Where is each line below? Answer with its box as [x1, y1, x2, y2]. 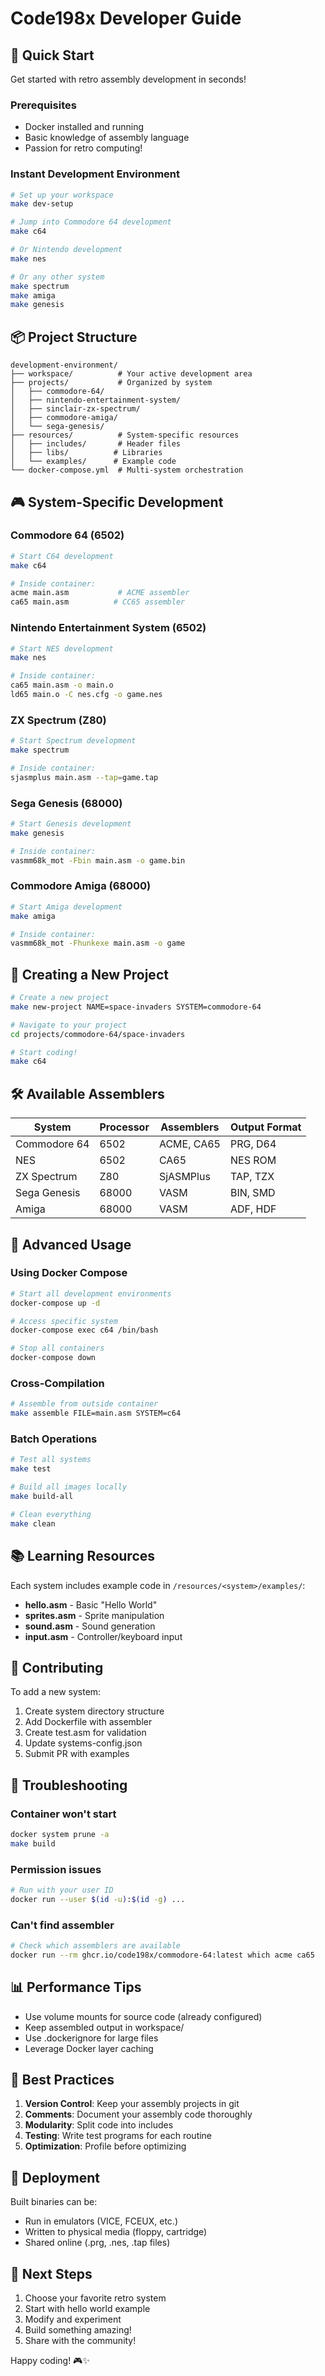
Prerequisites [10, 98, 77, 112]
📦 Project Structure [10, 328, 138, 346]
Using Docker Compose [10, 1266, 128, 1280]
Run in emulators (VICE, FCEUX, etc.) [24, 2215, 179, 2227]
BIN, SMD [229, 1186, 276, 1200]
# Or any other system [10, 272, 105, 282]
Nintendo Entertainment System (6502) [10, 621, 207, 635]
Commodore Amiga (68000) [10, 879, 152, 893]
